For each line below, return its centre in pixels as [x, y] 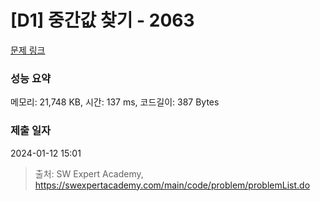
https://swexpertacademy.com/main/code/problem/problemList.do [172, 185]
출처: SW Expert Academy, [89, 173]
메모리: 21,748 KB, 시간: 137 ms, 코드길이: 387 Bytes [115, 102]
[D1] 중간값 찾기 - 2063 [102, 20]
